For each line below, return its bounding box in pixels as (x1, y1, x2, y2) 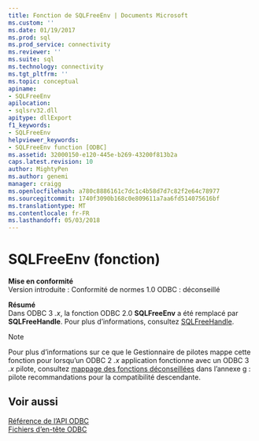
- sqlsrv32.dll (8, 107, 58, 115)
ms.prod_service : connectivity (8, 41, 111, 49)
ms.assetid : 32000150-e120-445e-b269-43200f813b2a (8, 150, 178, 158)
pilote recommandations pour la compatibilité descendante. (8, 372, 201, 382)
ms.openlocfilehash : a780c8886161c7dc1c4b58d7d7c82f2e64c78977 (8, 187, 220, 195)
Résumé (8, 300, 36, 309)
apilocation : (8, 99, 51, 107)
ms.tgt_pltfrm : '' (8, 70, 68, 78)
